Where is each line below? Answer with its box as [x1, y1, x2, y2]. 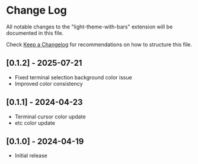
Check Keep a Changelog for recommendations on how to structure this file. [6, 41, 193, 48]
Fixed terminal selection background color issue [14, 73, 132, 81]
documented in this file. [6, 29, 64, 36]
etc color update [14, 119, 55, 126]
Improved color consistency [14, 80, 83, 87]
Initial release [14, 152, 47, 159]
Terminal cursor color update [14, 113, 86, 120]
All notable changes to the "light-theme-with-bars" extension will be [6, 23, 173, 30]
